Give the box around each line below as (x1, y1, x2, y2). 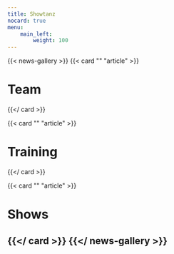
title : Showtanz (7, 10, 56, 18)
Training (7, 144, 58, 161)
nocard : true (7, 17, 46, 24)
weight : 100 (33, 37, 69, 44)
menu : (7, 24, 24, 31)
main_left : (20, 30, 53, 38)
